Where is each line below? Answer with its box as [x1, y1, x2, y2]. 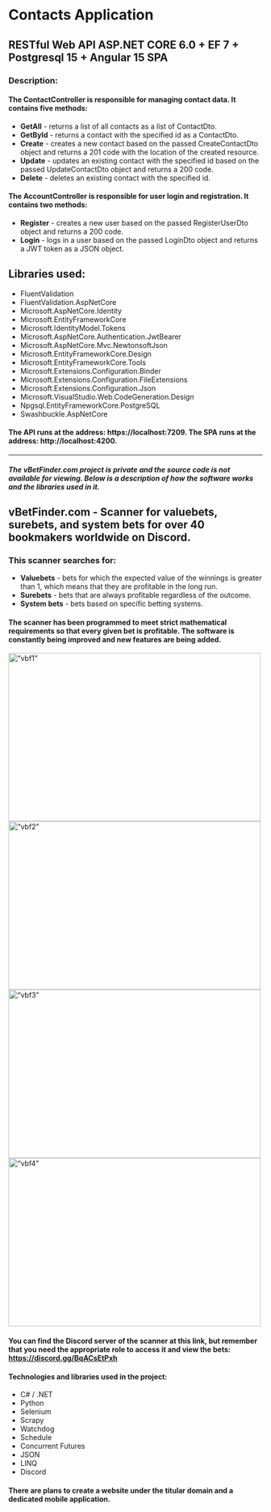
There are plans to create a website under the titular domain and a [8, 1485, 234, 1495]
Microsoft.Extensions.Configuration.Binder [19, 366, 161, 375]
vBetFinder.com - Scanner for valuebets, [8, 505, 218, 519]
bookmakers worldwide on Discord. [8, 530, 191, 544]
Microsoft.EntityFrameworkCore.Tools [19, 358, 147, 367]
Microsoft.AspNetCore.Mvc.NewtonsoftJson [19, 340, 168, 349]
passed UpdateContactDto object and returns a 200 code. [19, 164, 214, 174]
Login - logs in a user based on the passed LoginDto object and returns [19, 235, 258, 244]
